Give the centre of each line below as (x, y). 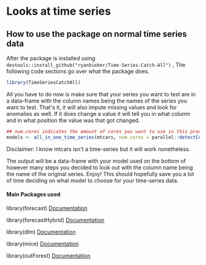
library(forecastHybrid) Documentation (55, 220)
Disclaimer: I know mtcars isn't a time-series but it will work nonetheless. (98, 149)
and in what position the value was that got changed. (73, 120)
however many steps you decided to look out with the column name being (100, 167)
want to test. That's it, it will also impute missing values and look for (92, 107)
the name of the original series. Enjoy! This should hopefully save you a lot (100, 174)
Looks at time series (59, 11)
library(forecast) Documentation (47, 208)
